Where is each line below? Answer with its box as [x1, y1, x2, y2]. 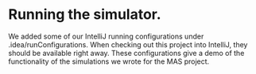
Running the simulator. [8, 6, 161, 24]
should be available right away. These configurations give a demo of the [8, 48, 245, 57]
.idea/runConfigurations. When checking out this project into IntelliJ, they [8, 39, 248, 49]
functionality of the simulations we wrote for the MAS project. [8, 57, 210, 66]
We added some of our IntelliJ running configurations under [8, 31, 204, 41]
